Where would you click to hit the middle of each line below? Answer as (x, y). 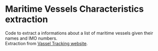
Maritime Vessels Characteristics (74, 9)
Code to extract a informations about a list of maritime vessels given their (79, 33)
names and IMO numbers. (31, 38)
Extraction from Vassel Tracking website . (47, 43)
